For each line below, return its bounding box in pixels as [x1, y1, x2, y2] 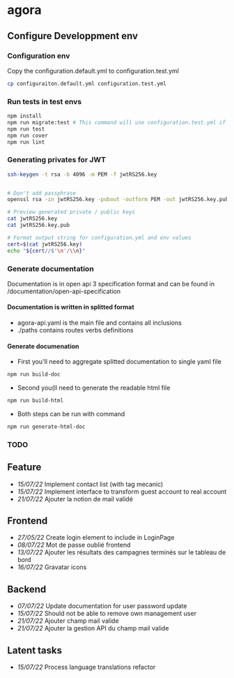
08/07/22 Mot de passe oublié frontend [17, 540, 131, 550]
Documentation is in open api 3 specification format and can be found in [7, 279, 214, 288]
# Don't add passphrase [7, 189, 77, 197]
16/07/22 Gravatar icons [17, 563, 87, 571]
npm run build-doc [7, 371, 61, 378]
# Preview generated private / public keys [7, 209, 136, 216]
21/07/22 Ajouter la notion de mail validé [17, 494, 134, 503]
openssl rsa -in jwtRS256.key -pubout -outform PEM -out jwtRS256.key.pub [7, 196, 229, 203]
